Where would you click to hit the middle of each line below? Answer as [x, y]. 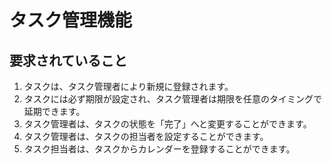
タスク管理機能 [71, 20]
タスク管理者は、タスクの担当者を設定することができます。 [146, 136]
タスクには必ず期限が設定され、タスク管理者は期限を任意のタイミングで [172, 99]
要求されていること [68, 60]
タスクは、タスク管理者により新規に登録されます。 [128, 86]
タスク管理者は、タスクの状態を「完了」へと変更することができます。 [167, 124]
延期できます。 [54, 111]
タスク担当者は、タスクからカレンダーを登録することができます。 [159, 149]
